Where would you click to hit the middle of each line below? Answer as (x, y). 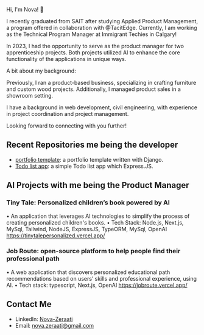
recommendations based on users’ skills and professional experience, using (101, 278)
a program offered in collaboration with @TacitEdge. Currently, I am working (102, 28)
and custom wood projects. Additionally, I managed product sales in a (94, 89)
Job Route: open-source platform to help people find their (93, 251)
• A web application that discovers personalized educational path (88, 272)
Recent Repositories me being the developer (92, 145)
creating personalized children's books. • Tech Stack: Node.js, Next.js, (95, 222)
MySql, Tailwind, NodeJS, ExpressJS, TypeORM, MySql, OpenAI (87, 229)
